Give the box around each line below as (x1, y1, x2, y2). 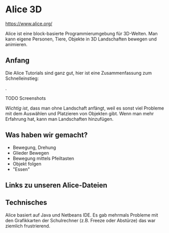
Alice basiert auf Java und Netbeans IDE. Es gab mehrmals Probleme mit (5, 211, 158, 218)
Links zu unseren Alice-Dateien (5, 181, 108, 189)
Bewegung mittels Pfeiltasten (12, 155, 75, 161)
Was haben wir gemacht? (5, 131, 88, 139)
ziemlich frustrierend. (5, 223, 51, 229)
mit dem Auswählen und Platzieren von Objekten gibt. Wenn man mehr (5, 110, 154, 116)
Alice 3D (5, 4, 42, 15)
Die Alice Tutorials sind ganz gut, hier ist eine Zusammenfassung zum (5, 70, 152, 76)
